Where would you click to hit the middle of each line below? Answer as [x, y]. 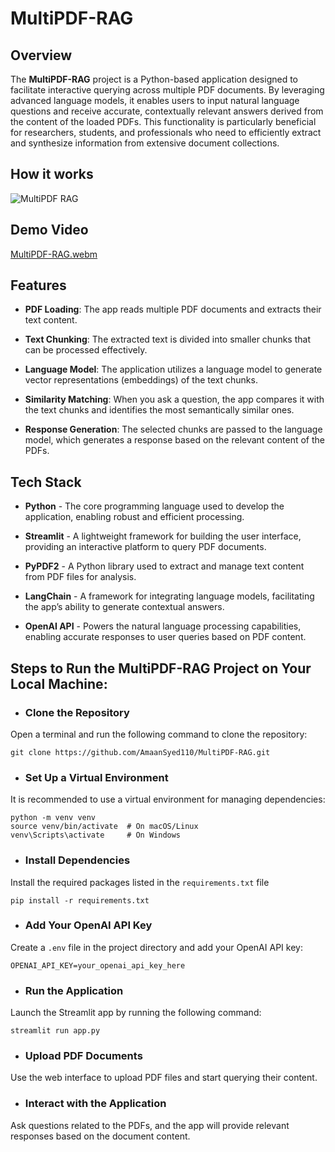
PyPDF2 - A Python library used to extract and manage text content [164, 566]
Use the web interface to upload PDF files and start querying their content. [164, 1078]
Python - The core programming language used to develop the [154, 506]
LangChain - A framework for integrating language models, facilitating [169, 596]
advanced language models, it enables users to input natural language [155, 100]
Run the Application [74, 990]
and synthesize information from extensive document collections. [145, 143]
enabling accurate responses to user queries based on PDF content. [165, 637]
